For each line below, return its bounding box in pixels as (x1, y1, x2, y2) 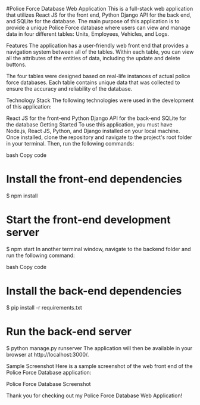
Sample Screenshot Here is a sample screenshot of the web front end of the (6, 362, 193, 369)
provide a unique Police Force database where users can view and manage (6, 24, 190, 31)
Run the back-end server (6, 325, 132, 338)
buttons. (6, 61, 27, 68)
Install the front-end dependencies (6, 172, 183, 186)
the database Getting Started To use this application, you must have (6, 121, 173, 128)
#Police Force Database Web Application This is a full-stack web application (6, 5, 193, 12)
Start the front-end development (6, 213, 171, 227)
